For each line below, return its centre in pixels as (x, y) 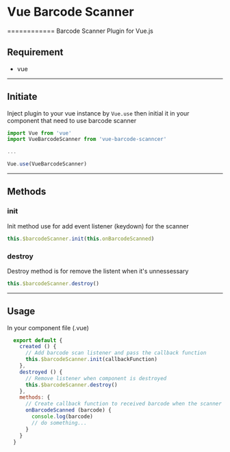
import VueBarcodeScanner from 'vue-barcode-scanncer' (87, 139)
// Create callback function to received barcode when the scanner (124, 404)
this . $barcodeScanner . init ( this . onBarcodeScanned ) (81, 239)
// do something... (60, 423)
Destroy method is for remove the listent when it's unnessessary (98, 271)
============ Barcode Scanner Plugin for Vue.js (80, 31)
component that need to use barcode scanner (72, 120)
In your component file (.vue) (48, 328)
